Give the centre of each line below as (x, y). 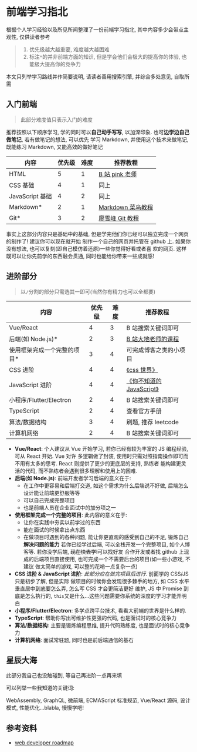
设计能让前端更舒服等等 (52, 493)
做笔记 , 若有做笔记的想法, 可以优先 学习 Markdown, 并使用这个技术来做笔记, (97, 139)
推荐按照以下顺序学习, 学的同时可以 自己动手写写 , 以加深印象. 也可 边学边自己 (98, 132)
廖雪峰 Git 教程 (119, 218)
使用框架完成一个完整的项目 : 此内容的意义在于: (71, 515)
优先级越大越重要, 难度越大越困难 (69, 49)
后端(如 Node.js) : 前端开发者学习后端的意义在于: (73, 478)
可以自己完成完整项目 (49, 500)
